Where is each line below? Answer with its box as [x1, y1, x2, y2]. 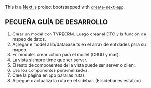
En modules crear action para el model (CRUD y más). [12, 52, 120, 57]
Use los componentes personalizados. [12, 67, 89, 73]
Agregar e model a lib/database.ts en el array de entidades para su [12, 41, 146, 47]
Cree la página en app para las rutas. [12, 72, 86, 78]
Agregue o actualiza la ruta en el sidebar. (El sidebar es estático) [12, 77, 141, 83]
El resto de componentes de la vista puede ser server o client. [12, 62, 136, 68]
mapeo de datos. [12, 36, 46, 42]
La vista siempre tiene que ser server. [12, 57, 87, 63]
